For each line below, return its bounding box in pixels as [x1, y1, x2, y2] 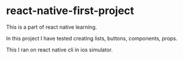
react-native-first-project [6, 4, 135, 18]
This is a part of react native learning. [6, 23, 97, 30]
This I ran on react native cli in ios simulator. [6, 46, 113, 53]
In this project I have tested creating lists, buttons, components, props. [6, 35, 178, 42]
